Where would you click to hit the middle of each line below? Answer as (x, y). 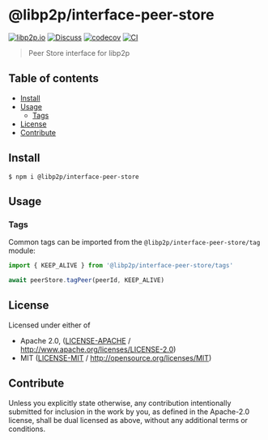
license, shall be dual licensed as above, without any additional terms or (128, 420)
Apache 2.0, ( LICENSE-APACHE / (75, 340)
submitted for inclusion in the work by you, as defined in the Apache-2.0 (129, 412)
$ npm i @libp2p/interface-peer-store (74, 177)
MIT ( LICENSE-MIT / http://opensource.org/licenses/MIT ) (116, 357)
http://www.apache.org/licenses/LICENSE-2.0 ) (98, 349)
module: (22, 251)
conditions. (27, 429)
